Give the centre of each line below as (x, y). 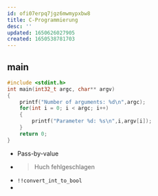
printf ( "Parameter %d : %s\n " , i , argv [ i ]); (92, 121)
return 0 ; (34, 134)
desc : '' (20, 26)
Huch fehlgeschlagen (64, 166)
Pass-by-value (38, 153)
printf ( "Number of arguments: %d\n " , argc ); (83, 102)
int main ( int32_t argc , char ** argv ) (61, 89)
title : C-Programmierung (43, 20)
